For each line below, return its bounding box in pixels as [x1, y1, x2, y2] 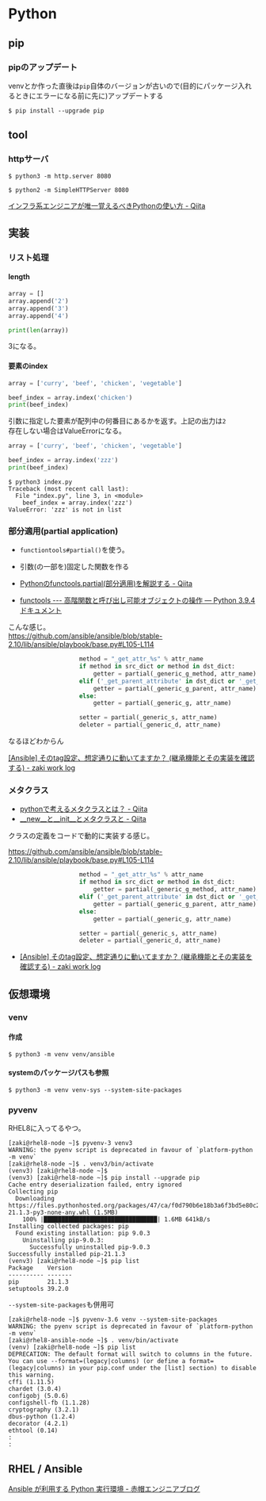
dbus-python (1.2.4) [8, 1413, 77, 1421]
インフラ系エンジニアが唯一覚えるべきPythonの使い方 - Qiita [8, 201, 206, 210]
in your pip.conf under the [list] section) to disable [68, 1365, 257, 1373]
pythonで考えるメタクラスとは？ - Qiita [19, 804, 148, 814]
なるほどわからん [8, 737, 64, 746]
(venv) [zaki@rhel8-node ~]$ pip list [8, 1343, 136, 1352]
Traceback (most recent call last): [8, 484, 129, 492]
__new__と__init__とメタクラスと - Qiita [19, 814, 146, 824]
